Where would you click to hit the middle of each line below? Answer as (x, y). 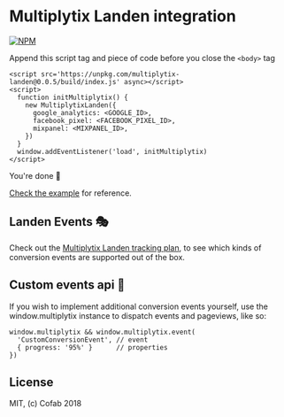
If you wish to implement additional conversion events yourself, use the (138, 306)
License (31, 382)
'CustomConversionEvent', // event (83, 340)
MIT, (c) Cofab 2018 (46, 404)
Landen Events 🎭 (59, 222)
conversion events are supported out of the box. (97, 257)
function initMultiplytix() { (73, 97)
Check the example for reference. (71, 193)
